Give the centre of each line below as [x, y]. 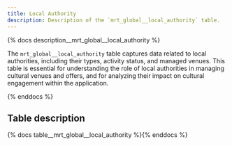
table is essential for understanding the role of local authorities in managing [116, 68]
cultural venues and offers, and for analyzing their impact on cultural [106, 75]
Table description [46, 118]
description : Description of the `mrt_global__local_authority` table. [114, 20]
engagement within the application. [58, 83]
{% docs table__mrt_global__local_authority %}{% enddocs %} [97, 135]
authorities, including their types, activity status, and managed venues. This [116, 60]
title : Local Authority [42, 14]
